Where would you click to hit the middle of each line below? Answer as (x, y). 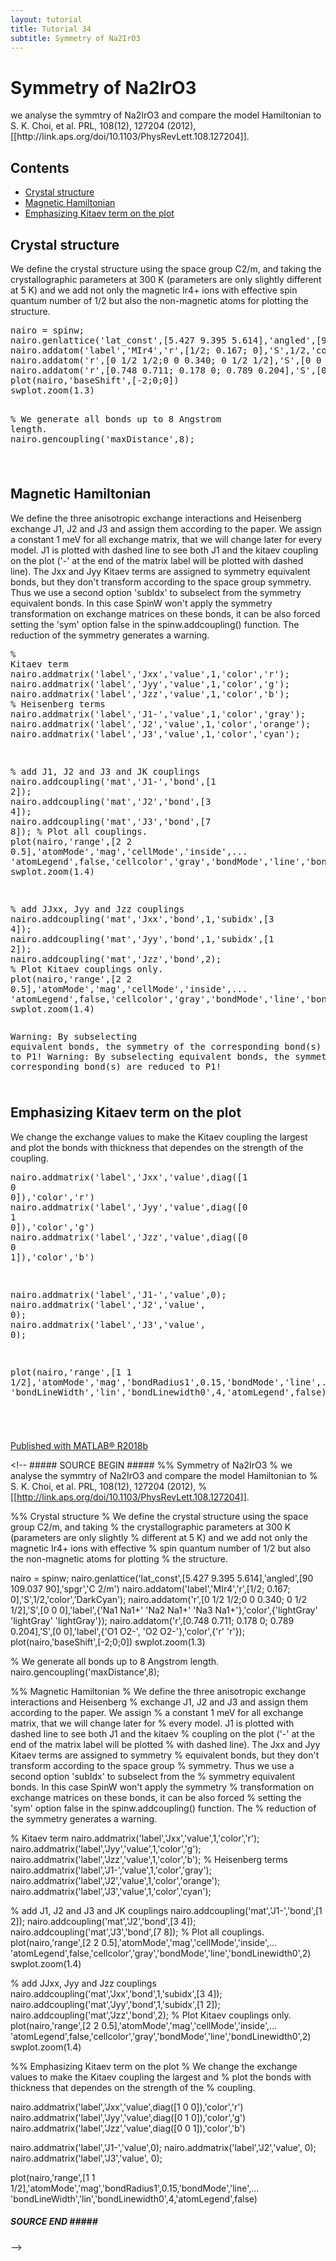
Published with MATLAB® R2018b (79, 1445)
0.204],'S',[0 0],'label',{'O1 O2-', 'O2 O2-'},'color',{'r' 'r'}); (127, 1631)
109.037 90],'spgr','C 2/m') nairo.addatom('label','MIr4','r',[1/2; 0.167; (150, 1588)
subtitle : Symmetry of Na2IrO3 (75, 38)
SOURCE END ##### (54, 2222)
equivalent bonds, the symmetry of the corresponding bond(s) (166, 1046)
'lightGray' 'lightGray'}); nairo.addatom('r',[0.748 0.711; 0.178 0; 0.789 (152, 1620)
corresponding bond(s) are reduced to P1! (116, 1066)
